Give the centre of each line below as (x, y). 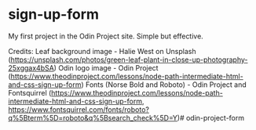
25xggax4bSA (31, 67)
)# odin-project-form (211, 117)
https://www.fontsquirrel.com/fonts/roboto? (79, 109)
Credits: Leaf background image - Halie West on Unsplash (102, 51)
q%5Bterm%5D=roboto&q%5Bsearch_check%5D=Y (93, 117)
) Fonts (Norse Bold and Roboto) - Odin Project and (164, 85)
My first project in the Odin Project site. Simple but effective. (106, 36)
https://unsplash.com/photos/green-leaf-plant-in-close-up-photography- (129, 60)
